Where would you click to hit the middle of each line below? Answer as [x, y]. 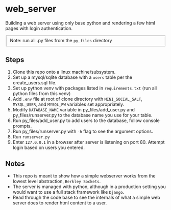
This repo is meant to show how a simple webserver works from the [84, 176]
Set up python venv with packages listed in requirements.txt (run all [85, 88]
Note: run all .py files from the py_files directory [61, 40]
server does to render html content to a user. [60, 203]
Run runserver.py [31, 137]
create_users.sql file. [34, 83]
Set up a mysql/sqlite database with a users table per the [72, 77]
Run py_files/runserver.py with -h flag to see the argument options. [83, 131]
